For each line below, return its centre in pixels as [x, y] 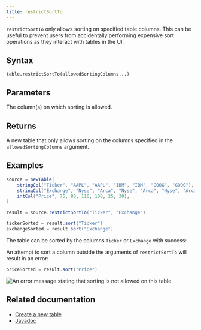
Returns [22, 126]
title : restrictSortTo [34, 12]
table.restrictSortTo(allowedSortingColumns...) [68, 74]
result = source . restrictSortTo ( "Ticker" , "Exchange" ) [76, 213]
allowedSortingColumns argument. [48, 147]
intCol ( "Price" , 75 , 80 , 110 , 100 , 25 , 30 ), [73, 196]
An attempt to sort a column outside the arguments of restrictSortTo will [97, 252]
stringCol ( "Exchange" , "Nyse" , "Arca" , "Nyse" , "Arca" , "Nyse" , [99, 190]
